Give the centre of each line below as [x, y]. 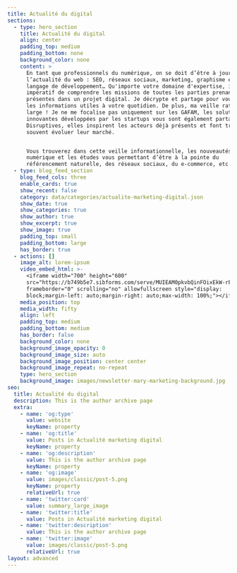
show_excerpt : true [49, 223]
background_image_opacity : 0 [63, 348]
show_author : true [47, 217]
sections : [22, 20]
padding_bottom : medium [55, 329]
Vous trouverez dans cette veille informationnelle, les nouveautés [129, 151]
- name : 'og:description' [58, 453]
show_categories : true [53, 210]
